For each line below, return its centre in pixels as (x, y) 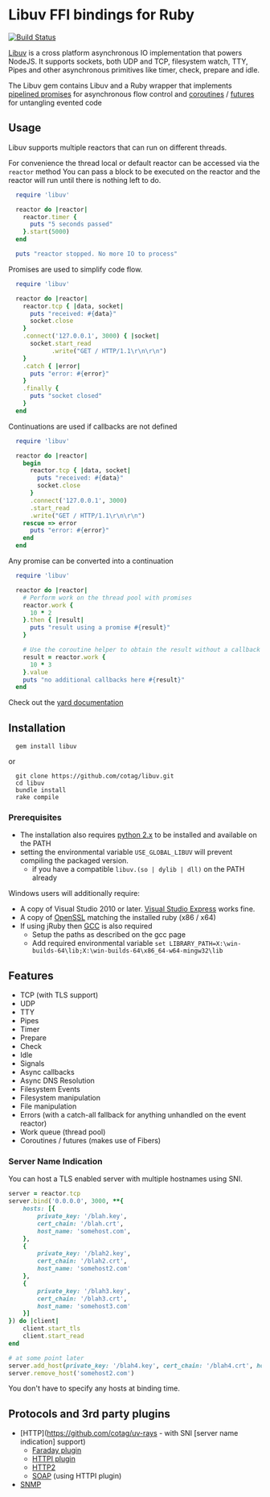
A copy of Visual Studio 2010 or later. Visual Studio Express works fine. (137, 909)
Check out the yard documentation (66, 703)
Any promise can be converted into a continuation (91, 561)
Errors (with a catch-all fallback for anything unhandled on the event (133, 1115)
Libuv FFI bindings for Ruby (102, 15)
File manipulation (48, 1106)
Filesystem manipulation (60, 1098)
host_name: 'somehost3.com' (84, 1306)
